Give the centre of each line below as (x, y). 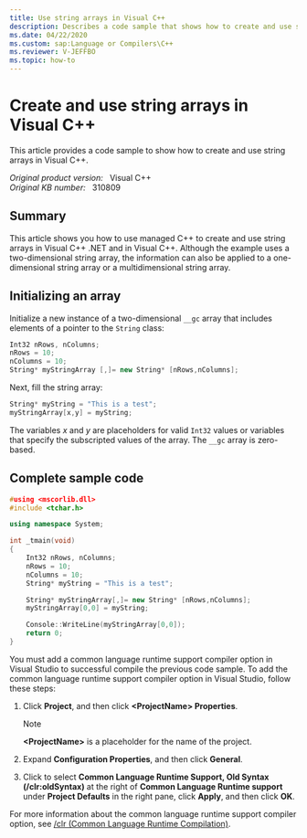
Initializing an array (65, 297)
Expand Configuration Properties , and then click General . (132, 758)
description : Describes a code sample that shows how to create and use (151, 27)
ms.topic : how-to (42, 60)
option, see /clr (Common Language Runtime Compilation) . (120, 823)
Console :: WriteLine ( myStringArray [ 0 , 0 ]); (106, 625)
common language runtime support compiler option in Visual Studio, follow (150, 678)
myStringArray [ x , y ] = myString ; (71, 412)
